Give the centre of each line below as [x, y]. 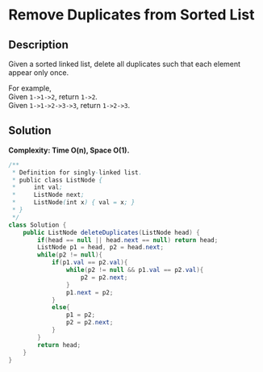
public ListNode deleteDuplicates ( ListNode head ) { [111, 232]
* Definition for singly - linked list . [77, 172]
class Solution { [38, 225]
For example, [30, 88]
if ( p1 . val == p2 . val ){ [90, 263]
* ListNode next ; [48, 195]
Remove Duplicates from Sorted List [131, 15]
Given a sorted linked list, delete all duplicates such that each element [124, 64]
